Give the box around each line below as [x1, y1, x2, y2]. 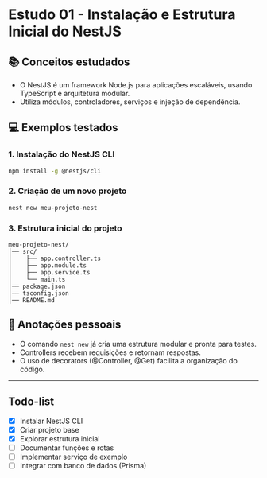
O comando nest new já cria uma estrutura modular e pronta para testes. [19, 339, 257, 348]
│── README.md [8, 297, 56, 305]
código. [19, 364, 45, 374]
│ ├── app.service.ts [8, 269, 91, 277]
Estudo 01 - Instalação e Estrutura [8, 6, 236, 24]
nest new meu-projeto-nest [8, 204, 98, 212]
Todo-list [8, 395, 55, 409]
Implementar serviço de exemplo [19, 452, 128, 461]
